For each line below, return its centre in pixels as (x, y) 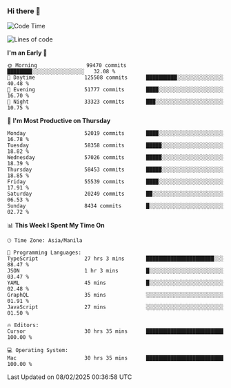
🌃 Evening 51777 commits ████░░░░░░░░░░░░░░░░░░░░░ (115, 90)
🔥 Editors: (23, 325)
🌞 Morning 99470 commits (67, 66)
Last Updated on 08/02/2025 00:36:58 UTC (70, 377)
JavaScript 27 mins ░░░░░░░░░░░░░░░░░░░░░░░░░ (115, 307)
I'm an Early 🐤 (27, 53)
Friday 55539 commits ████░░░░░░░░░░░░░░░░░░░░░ (115, 182)
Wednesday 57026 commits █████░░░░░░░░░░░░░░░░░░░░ (115, 158)
